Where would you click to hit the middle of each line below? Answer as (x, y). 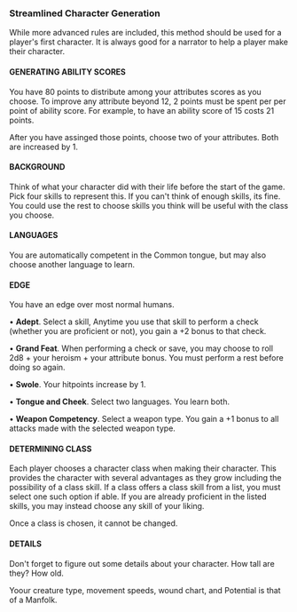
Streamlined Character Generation (85, 13)
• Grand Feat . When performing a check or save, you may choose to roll (141, 348)
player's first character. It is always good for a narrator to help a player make (148, 42)
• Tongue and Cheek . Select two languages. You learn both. (120, 401)
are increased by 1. (43, 147)
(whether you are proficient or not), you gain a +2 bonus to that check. (138, 331)
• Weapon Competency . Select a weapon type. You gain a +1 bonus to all (144, 419)
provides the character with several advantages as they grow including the (145, 478)
